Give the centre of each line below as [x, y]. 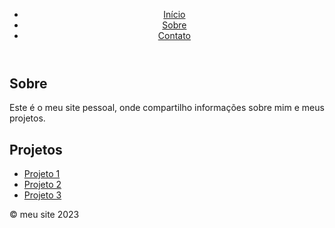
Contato [174, 35]
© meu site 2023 [44, 215]
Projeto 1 [42, 174]
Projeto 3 [42, 195]
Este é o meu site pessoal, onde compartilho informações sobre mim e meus [167, 108]
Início [174, 14]
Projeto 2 [42, 185]
